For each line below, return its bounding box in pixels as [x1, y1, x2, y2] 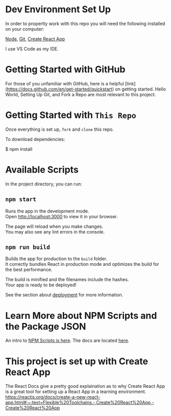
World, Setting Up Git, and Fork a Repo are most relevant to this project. [5, 91, 156, 98]
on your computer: [5, 26, 44, 32]
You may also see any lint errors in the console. [5, 228, 105, 235]
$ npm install [5, 146, 33, 152]
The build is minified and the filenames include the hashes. [5, 276, 129, 283]
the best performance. [5, 267, 53, 273]
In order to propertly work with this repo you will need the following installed [5, 20, 165, 27]
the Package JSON [5, 320, 86, 332]
